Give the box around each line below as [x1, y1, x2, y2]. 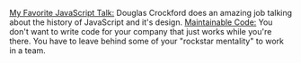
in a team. [9, 45, 47, 56]
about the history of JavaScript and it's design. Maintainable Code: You [9, 17, 273, 28]
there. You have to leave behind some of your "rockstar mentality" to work [9, 35, 285, 46]
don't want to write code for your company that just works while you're [9, 27, 272, 36]
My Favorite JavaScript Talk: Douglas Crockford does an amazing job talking [9, 8, 293, 18]
